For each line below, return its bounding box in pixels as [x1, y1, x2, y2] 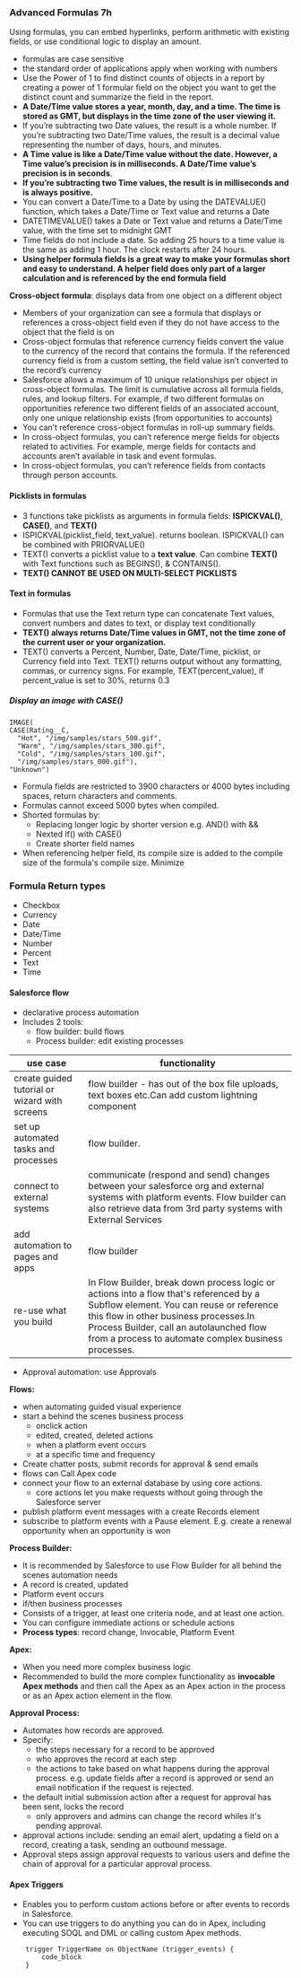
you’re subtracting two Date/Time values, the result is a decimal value [21, 130, 280, 141]
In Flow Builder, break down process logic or [88, 1276, 276, 1289]
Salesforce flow [9, 987, 70, 998]
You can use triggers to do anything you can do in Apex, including [21, 1918, 266, 1929]
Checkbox [21, 899, 61, 910]
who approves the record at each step [35, 1754, 177, 1764]
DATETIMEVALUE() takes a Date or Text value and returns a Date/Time [21, 215, 283, 226]
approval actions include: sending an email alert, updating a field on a [21, 1830, 279, 1841]
